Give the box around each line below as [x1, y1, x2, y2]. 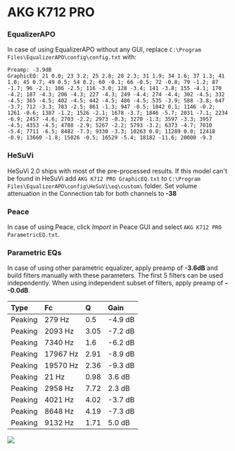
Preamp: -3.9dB [7, 66, 52, 74]
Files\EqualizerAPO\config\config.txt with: [7, 53, 137, 61]
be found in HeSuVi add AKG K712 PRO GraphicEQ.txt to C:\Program [7, 174, 201, 183]
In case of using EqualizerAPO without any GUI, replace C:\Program [7, 45, 202, 54]
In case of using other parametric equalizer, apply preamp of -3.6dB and [7, 264, 218, 272]
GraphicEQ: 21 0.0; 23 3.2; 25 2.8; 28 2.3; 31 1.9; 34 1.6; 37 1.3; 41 [7, 73, 225, 80]
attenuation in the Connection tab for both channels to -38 [7, 189, 177, 197]
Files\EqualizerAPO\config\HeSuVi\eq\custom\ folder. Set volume [7, 181, 198, 190]
